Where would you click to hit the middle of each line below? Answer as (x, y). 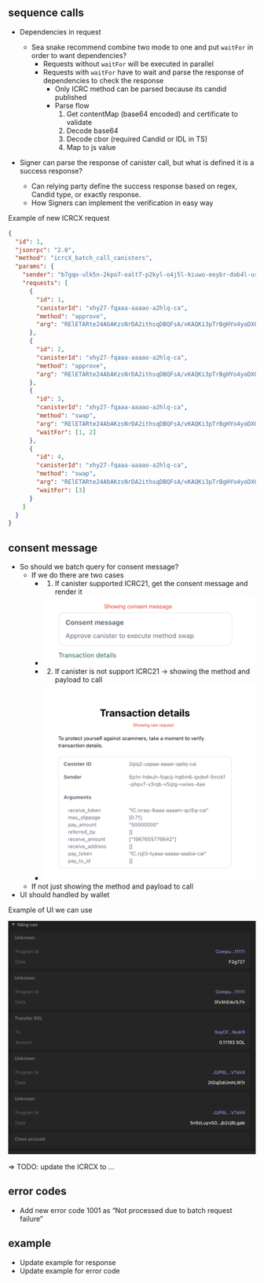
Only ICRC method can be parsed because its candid (141, 89)
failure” (31, 1219)
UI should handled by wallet (64, 895)
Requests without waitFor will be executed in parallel (128, 64)
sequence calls (46, 13)
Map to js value (91, 147)
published (71, 97)
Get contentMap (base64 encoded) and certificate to (152, 114)
